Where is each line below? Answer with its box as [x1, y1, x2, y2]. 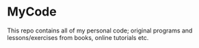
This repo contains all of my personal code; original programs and [7, 26, 193, 34]
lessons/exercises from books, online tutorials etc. [7, 33, 149, 41]
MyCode [7, 4, 57, 20]
